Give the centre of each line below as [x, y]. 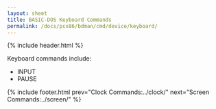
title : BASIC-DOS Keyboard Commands [59, 20]
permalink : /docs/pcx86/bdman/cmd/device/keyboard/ [82, 26]
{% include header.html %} [45, 46]
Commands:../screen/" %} [44, 99]
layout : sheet [27, 13]
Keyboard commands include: [49, 59]
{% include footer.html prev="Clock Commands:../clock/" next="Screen [108, 92]
